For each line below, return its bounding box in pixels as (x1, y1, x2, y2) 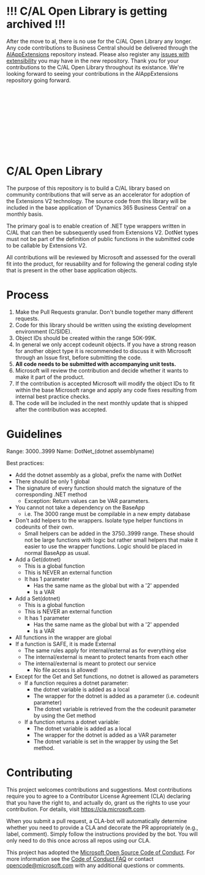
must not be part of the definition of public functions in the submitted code (6, 235, 195, 242)
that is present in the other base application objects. (6, 266, 138, 274)
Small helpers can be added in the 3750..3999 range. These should (24, 529, 195, 537)
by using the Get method (33, 712, 96, 719)
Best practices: (6, 459, 45, 466)
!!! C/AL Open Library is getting (6, 4, 168, 18)
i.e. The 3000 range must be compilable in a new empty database (24, 510, 191, 518)
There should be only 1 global (15, 477, 90, 485)
